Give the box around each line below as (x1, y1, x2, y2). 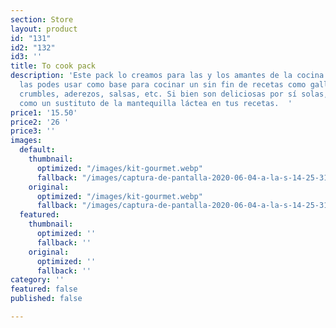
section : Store (10, 14, 74, 25)
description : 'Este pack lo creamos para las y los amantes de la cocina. (10, 71, 329, 81)
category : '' (10, 275, 65, 285)
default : (19, 145, 56, 155)
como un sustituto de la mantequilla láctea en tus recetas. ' (19, 98, 293, 108)
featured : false (10, 284, 78, 295)
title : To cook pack (10, 61, 97, 71)
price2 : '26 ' (10, 117, 70, 127)
